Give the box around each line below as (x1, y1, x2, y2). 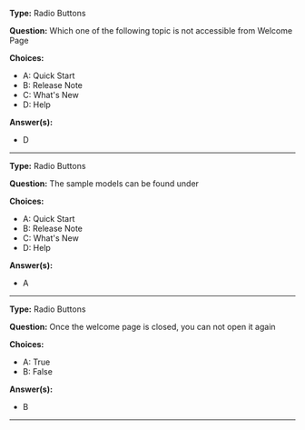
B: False (22, 366, 53, 376)
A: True (22, 356, 51, 367)
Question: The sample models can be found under (9, 178, 200, 189)
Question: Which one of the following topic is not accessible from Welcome (9, 25, 293, 35)
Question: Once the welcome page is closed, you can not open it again (9, 322, 276, 332)
